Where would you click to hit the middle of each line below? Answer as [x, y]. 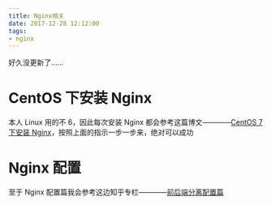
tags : [17, 31]
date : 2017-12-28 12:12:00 [54, 23]
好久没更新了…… [36, 62]
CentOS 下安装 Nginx [80, 98]
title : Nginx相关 [37, 16]
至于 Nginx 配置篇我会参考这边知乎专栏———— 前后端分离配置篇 [116, 192]
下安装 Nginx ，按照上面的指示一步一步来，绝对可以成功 [101, 132]
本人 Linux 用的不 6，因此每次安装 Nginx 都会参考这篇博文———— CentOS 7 [136, 122]
